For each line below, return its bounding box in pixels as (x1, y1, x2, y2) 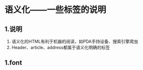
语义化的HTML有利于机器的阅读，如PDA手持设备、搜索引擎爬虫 (11, 39, 139, 44)
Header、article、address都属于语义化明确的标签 (11, 45, 110, 50)
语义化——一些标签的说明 (4, 4, 107, 15)
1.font (4, 58, 22, 67)
